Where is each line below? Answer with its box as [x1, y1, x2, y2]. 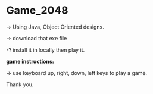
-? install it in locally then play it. [6, 46, 85, 54]
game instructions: [6, 58, 55, 65]
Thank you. [6, 81, 34, 88]
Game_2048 [6, 4, 68, 17]
